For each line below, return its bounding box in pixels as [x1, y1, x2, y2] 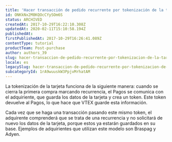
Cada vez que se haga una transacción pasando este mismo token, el [5, 109, 152, 115]
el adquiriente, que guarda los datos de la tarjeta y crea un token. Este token [5, 94, 166, 100]
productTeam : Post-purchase [5, 45, 66, 51]
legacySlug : [5, 64, 31, 69]
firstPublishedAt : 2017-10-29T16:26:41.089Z [5, 36, 102, 41]
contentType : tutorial [5, 41, 54, 46]
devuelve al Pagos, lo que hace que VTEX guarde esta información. [5, 100, 147, 105]
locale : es [5, 60, 29, 65]
